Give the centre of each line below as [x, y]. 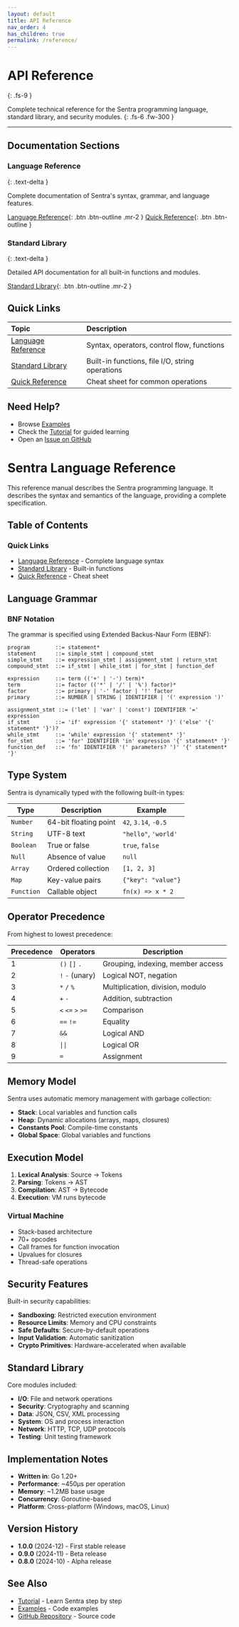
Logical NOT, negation [140, 975]
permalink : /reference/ [43, 41]
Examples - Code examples [58, 1608]
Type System [37, 775]
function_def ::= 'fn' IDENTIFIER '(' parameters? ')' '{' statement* [117, 747]
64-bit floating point [81, 822]
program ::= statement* [54, 647]
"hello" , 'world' [150, 833]
